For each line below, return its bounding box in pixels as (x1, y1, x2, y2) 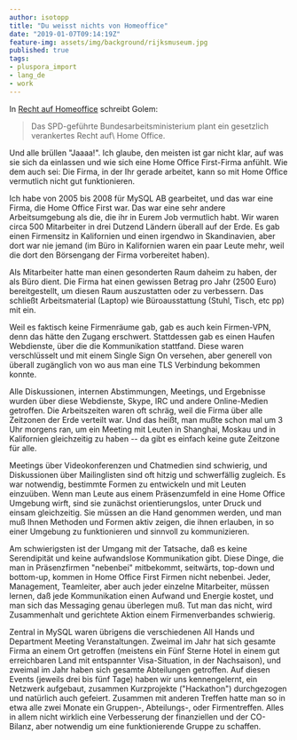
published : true (9, 46, 69, 55)
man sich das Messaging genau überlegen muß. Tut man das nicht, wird (9, 600, 273, 610)
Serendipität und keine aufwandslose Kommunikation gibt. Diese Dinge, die (9, 553, 284, 563)
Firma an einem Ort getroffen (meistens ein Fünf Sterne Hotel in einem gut (9, 645, 280, 656)
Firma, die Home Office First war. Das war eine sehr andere (9, 202, 226, 213)
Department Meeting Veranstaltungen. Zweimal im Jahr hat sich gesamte (9, 636, 277, 647)
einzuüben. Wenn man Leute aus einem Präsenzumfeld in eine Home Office (9, 488, 285, 498)
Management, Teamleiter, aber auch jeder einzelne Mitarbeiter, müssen (9, 581, 270, 592)
